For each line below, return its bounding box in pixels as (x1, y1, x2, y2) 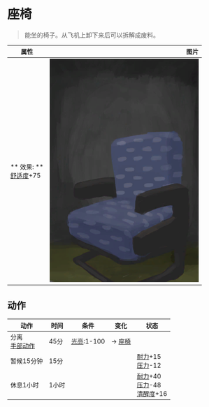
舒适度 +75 (10, 172, 41, 180)
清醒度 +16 (136, 390, 168, 398)
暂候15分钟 (10, 357, 43, 365)
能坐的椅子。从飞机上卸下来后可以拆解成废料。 (24, 31, 159, 39)
